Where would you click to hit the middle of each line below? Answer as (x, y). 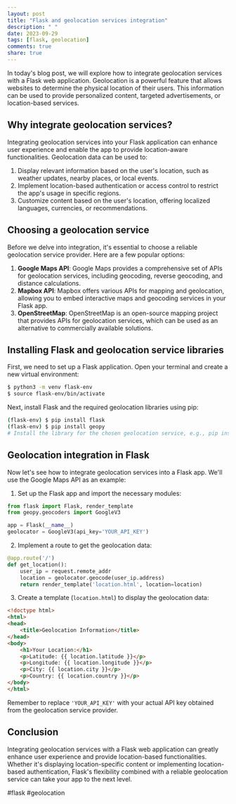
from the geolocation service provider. (63, 710)
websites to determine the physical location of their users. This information (116, 88)
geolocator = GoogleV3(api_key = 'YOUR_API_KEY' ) (78, 532)
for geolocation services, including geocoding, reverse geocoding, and (120, 276)
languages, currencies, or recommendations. (82, 208)
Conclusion (33, 732)
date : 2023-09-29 (33, 33)
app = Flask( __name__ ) (40, 525)
